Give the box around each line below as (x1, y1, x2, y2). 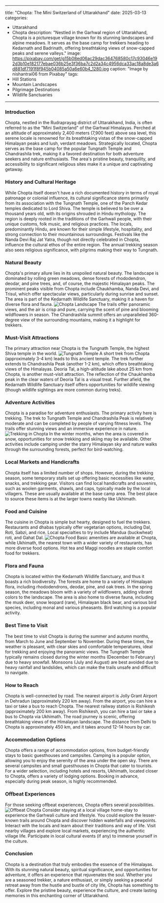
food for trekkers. (5, 550, 41, 556)
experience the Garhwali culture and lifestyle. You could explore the (5, 812, 142, 818)
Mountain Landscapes (12, 82, 57, 87)
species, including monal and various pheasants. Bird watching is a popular (5, 604, 157, 611)
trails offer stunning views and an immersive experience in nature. (5, 426, 138, 431)
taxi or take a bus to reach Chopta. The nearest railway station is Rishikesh (5, 703, 155, 709)
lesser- (142, 812, 157, 818)
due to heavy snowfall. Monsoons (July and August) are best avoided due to (5, 659, 159, 665)
